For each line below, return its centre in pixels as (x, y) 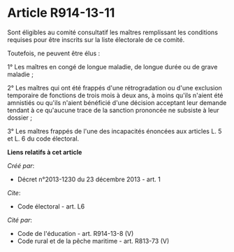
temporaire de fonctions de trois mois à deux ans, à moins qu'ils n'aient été (115, 95)
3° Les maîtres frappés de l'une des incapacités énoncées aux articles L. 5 (115, 131)
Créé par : (21, 165)
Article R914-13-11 (61, 13)
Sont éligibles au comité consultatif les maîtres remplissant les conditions (113, 32)
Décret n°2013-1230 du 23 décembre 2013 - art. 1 (89, 179)
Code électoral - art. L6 (51, 206)
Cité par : (20, 220)
